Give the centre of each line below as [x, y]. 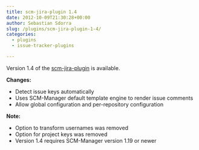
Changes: [19, 80]
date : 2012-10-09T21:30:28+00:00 [48, 18]
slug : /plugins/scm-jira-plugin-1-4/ [54, 29]
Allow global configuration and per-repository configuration [89, 104]
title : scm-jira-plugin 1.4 [42, 12]
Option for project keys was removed [61, 134]
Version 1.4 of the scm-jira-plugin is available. [63, 68]
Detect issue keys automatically [54, 91]
